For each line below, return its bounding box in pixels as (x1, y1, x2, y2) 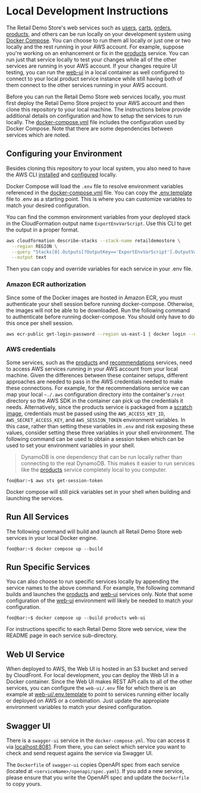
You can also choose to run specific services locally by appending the (6, 578, 179, 585)
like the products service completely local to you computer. (20, 466, 167, 473)
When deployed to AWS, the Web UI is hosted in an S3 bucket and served (6, 665, 188, 672)
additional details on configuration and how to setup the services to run (6, 112, 182, 119)
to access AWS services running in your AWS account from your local (6, 365, 178, 373)
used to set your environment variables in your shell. (6, 441, 136, 449)
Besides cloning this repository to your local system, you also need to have (6, 164, 191, 172)
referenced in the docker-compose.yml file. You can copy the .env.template (6, 189, 193, 196)
